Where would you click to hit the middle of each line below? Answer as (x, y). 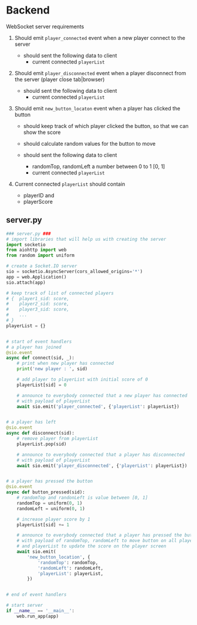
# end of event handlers (36, 595)
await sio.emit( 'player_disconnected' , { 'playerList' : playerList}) (102, 466)
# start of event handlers (39, 341)
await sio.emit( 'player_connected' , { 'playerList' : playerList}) (98, 406)
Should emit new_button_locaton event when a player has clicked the (97, 108)
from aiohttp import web (36, 250)
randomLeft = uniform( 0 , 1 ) (51, 509)
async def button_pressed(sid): (45, 492)
